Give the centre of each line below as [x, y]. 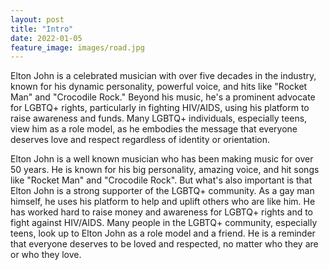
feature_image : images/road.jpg [77, 47]
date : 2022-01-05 [46, 38]
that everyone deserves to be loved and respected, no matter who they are [164, 244]
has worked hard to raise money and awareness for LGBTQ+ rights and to [162, 212]
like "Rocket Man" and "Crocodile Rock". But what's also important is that [161, 180]
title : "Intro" [42, 29]
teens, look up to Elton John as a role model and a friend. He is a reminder [163, 233]
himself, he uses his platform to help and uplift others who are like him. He [163, 202]
